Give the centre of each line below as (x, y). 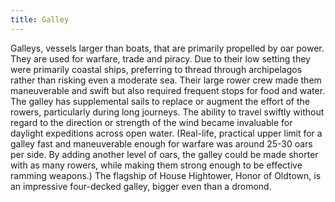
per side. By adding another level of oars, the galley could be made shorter (164, 154)
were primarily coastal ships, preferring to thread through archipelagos (156, 69)
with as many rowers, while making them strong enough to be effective (156, 165)
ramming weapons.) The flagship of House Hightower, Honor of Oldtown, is (166, 175)
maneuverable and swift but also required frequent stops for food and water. (168, 90)
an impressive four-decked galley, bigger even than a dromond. (141, 186)
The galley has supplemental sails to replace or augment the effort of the (160, 101)
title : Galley (40, 19)
